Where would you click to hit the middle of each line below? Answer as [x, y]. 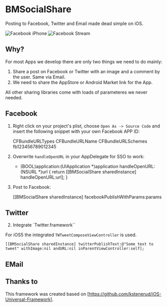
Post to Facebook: [32, 187]
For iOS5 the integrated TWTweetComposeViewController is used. [71, 235]
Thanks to [22, 282]
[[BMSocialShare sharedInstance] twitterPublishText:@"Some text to [79, 244]
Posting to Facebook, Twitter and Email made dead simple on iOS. [74, 23]
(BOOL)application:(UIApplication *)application [69, 166]
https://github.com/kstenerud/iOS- [125, 294]
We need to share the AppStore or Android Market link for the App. [82, 82]
